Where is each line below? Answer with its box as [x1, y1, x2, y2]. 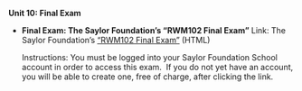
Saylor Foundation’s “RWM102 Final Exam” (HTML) [21, 35, 211, 45]
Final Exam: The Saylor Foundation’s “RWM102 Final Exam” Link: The [21, 25, 287, 35]
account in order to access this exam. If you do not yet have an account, [21, 62, 294, 72]
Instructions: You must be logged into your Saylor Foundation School [21, 52, 278, 62]
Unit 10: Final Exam [8, 8, 82, 18]
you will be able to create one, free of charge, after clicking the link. [21, 71, 274, 82]
